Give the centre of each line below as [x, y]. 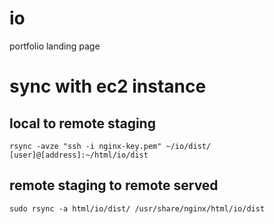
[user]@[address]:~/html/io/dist [79, 155]
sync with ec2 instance [108, 86]
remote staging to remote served [114, 185]
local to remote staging [82, 123]
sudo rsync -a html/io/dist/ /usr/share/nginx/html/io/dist [137, 208]
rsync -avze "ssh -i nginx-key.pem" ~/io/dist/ [110, 146]
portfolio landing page [55, 46]
